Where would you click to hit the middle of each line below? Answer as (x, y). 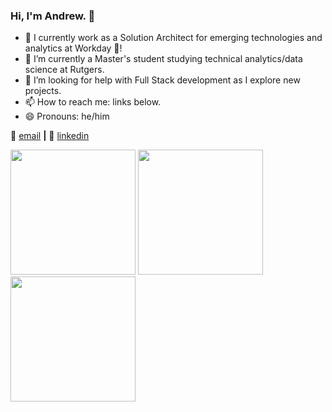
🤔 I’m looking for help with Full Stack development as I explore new (162, 80)
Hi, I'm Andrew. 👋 (53, 16)
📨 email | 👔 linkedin (50, 136)
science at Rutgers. (64, 70)
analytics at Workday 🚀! (73, 48)
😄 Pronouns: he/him (67, 116)
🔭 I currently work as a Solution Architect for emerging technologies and (173, 38)
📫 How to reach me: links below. (93, 102)
